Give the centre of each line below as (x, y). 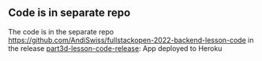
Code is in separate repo (69, 13)
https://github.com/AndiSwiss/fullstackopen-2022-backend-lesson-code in (131, 40)
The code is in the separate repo (61, 31)
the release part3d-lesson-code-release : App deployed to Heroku (115, 48)
